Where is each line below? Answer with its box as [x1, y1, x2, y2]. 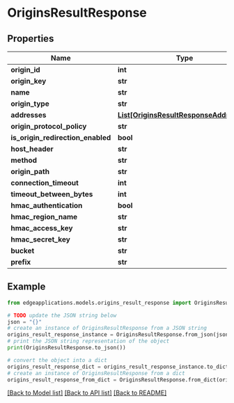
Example [7, 280, 46, 293]
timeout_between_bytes [10, 189, 93, 199]
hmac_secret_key [10, 235, 71, 244]
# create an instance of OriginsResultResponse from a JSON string [7, 325, 208, 332]
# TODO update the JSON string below [7, 312, 117, 319]
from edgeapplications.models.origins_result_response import [7, 299, 192, 306]
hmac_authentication [10, 200, 83, 210]
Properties [7, 33, 54, 45]
